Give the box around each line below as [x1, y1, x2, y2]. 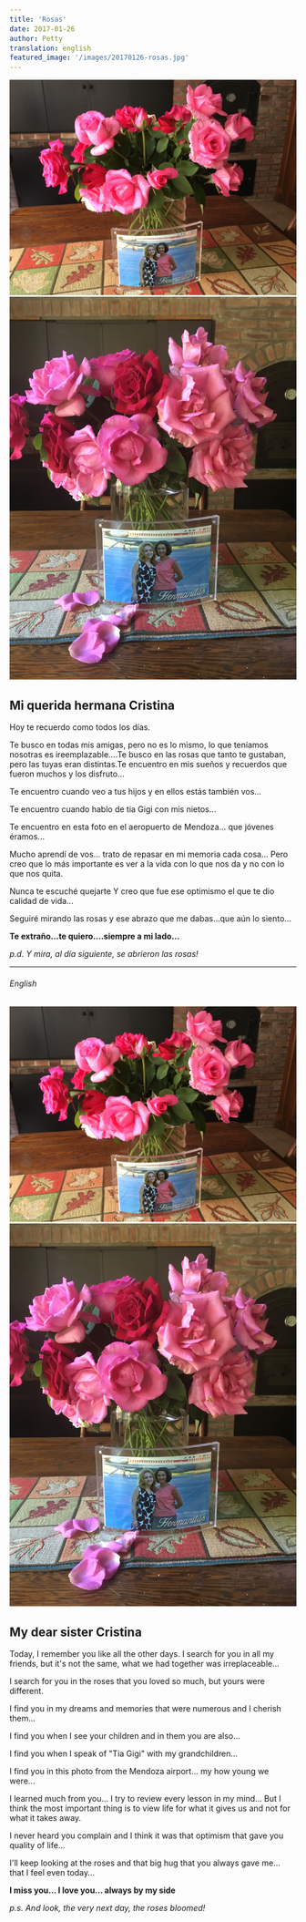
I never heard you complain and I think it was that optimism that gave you [9, 1830, 284, 1841]
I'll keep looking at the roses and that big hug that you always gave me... [9, 1857, 280, 1868]
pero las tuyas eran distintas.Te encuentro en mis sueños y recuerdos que [9, 758, 288, 769]
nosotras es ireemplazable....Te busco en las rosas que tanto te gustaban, [9, 748, 287, 760]
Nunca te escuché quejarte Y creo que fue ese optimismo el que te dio [9, 885, 275, 897]
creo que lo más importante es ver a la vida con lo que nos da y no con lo [9, 858, 285, 869]
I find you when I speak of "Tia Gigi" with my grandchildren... [9, 1748, 239, 1759]
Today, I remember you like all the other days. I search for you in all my [9, 1648, 275, 1659]
